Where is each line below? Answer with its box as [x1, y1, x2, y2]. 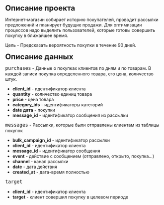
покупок [5, 128, 23, 133]
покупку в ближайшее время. [5, 32, 69, 38]
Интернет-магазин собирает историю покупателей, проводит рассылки [5, 16, 159, 22]
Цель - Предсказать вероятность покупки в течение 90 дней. [5, 42, 137, 48]
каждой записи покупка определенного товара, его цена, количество [5, 71, 154, 77]
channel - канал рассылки [12, 159, 69, 164]
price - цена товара [12, 96, 54, 102]
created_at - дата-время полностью [12, 169, 89, 175]
